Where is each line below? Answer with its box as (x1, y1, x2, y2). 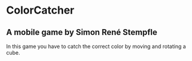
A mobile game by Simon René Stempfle (6, 27, 158, 37)
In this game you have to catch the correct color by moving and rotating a (6, 43, 186, 50)
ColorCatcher (6, 4, 74, 17)
